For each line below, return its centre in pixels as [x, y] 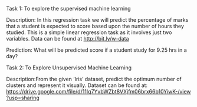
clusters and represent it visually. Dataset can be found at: [77, 85]
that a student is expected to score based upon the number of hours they [95, 26]
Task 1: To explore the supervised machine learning [68, 9]
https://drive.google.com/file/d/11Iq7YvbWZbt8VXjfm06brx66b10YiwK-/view [98, 91]
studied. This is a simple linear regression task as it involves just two [89, 32]
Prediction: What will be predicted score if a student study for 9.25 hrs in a [96, 50]
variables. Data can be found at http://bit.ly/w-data [68, 39]
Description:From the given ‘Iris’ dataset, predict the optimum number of [94, 79]
